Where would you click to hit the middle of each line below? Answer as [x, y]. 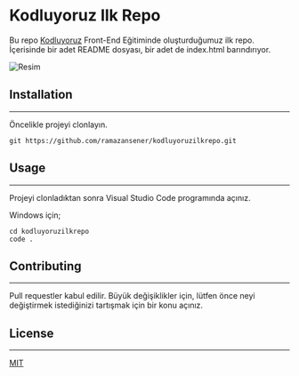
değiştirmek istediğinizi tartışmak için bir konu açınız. [106, 305]
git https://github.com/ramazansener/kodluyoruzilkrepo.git [123, 140]
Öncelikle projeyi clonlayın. [59, 124]
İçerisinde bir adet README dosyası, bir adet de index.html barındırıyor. [140, 49]
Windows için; [35, 215]
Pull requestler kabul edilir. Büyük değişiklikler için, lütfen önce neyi [132, 296]
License [32, 333]
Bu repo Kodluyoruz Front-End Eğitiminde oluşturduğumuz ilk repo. [132, 40]
